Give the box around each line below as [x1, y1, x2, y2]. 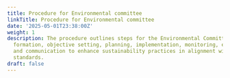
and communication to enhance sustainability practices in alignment [13, 48, 216, 55]
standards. [13, 54, 44, 61]
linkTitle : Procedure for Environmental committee [7, 16, 155, 23]
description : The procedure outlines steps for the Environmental [7, 35, 201, 42]
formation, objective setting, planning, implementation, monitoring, [13, 41, 219, 48]
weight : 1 [7, 28, 36, 36]
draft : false [7, 60, 44, 67]
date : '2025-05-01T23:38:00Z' [7, 22, 94, 29]
